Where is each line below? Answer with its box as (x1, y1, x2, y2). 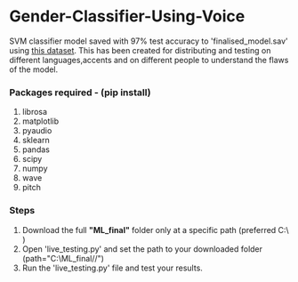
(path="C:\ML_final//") (21, 253, 105, 263)
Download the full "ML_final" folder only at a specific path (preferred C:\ (21, 224, 289, 235)
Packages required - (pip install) (9, 86, 151, 99)
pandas (21, 144, 51, 155)
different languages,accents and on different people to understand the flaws (9, 54, 289, 65)
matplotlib (21, 116, 60, 126)
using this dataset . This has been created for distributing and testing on (9, 44, 271, 55)
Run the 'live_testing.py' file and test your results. (21, 262, 203, 273)
